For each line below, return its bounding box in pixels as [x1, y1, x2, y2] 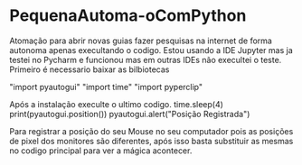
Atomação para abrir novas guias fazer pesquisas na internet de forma [9, 35, 273, 46]
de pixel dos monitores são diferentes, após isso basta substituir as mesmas [9, 135, 294, 146]
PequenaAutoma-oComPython [9, 5, 247, 26]
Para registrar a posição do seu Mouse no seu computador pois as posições [9, 125, 294, 136]
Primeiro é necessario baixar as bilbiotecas [9, 64, 170, 75]
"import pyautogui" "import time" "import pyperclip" [9, 81, 203, 92]
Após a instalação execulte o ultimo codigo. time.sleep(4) [9, 98, 224, 109]
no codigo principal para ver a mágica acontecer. [9, 145, 193, 156]
